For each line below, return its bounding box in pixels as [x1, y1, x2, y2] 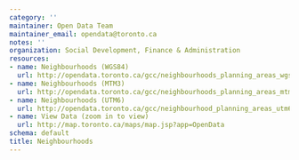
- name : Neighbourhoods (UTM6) [9, 95, 125, 105]
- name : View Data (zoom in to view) [9, 112, 149, 121]
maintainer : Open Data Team [9, 21, 114, 30]
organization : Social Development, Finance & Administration [9, 46, 241, 55]
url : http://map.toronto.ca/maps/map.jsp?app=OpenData [17, 121, 225, 130]
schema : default [9, 129, 69, 138]
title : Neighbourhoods [9, 137, 93, 146]
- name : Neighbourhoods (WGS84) [9, 63, 129, 72]
